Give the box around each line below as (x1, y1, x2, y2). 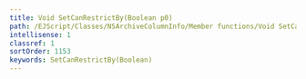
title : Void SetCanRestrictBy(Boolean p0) (9, 13, 173, 23)
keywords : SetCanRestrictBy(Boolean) (9, 55, 153, 64)
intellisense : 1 (9, 30, 71, 39)
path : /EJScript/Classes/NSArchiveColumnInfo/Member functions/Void (9, 22, 275, 31)
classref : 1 (9, 38, 55, 48)
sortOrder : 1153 (9, 47, 71, 56)
